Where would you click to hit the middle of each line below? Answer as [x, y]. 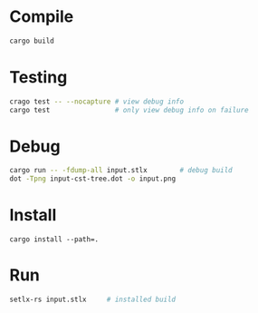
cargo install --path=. [54, 240]
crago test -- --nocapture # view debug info [96, 102]
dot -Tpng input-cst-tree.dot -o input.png [93, 179]
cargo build [32, 41]
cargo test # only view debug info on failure [129, 110]
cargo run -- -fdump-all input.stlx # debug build [121, 171]
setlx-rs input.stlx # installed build [93, 300]
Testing [38, 77]
